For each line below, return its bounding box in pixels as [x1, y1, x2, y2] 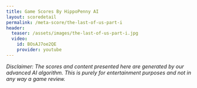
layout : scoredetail [6, 14, 57, 20]
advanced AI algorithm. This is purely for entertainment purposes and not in [6, 69, 192, 76]
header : [6, 25, 25, 31]
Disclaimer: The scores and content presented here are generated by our [6, 63, 184, 70]
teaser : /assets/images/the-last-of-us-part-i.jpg [11, 31, 139, 36]
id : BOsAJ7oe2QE [17, 42, 57, 48]
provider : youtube [17, 47, 62, 53]
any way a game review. [6, 75, 66, 82]
